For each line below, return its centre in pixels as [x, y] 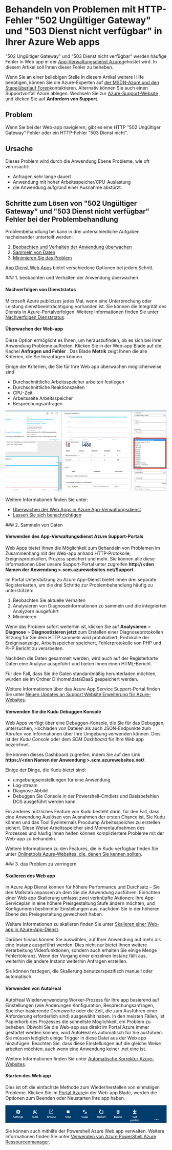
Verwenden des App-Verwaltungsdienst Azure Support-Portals [74, 536]
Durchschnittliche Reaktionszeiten [49, 387]
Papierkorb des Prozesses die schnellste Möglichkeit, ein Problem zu [78, 1022]
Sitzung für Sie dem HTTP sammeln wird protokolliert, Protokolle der [77, 637]
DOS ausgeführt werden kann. [45, 801]
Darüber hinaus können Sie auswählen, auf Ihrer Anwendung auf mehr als [83, 940]
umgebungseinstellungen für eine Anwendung [62, 780]
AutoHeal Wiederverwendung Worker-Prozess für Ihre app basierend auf [82, 1000]
